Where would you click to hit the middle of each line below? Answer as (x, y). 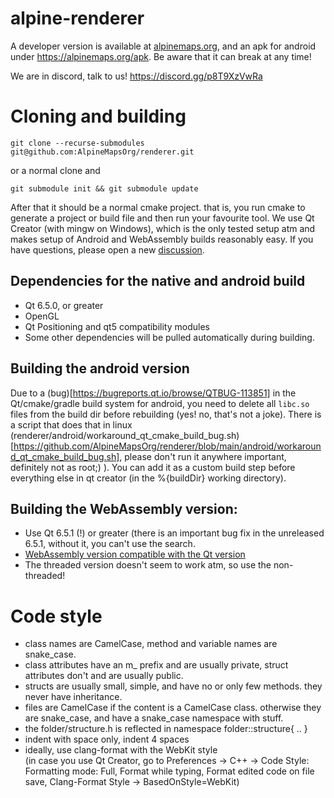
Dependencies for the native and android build (158, 281)
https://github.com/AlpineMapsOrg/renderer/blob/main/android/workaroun (167, 446)
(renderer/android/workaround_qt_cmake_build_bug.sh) (125, 435)
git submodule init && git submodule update (104, 188)
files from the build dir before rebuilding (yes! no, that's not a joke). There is (166, 414)
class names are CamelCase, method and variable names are (151, 644)
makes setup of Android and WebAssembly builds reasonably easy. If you (162, 239)
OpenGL (42, 316)
